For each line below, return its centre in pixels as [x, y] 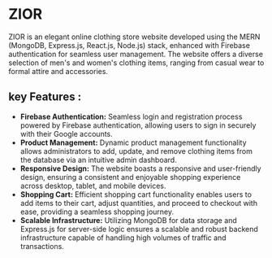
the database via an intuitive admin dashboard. [98, 160]
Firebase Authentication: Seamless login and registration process [131, 116]
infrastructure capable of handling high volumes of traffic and [123, 238]
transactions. [42, 246]
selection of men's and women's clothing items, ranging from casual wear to [136, 63]
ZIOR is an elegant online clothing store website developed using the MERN [134, 37]
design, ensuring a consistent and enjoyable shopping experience [130, 177]
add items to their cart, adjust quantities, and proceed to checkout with [139, 203]
